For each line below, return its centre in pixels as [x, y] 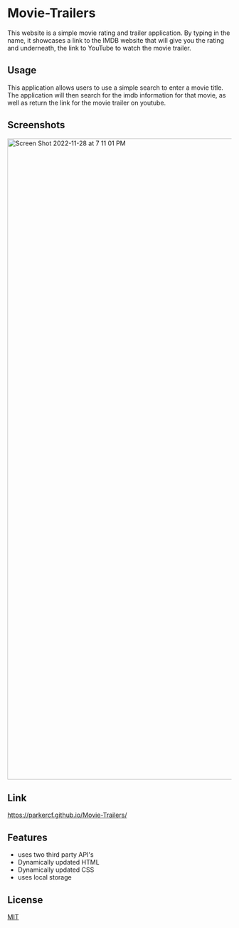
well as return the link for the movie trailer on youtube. [87, 103]
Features [27, 837]
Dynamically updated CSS [56, 870]
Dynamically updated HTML [58, 862]
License [25, 900]
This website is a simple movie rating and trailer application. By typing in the [119, 33]
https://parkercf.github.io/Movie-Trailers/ [67, 815]
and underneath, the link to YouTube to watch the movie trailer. [99, 48]
